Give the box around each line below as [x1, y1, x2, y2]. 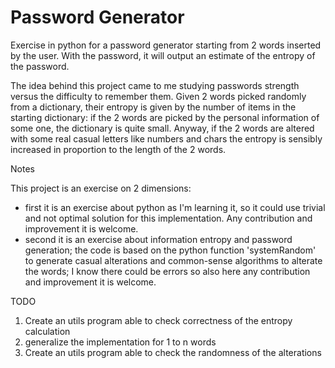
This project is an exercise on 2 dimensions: [10, 182, 192, 194]
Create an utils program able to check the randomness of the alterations [24, 346, 322, 358]
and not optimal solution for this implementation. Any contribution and [24, 212, 313, 224]
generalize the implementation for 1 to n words [24, 336, 217, 348]
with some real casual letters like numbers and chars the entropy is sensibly [10, 132, 323, 145]
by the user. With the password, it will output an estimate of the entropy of [10, 49, 316, 61]
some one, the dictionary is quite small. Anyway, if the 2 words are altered [10, 122, 315, 134]
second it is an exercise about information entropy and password [24, 233, 293, 245]
